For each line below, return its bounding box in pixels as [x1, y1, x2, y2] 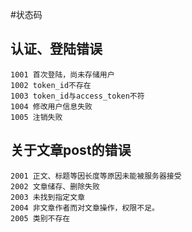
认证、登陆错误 [10, 41, 103, 58]
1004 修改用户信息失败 [10, 101, 93, 112]
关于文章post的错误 [10, 142, 132, 159]
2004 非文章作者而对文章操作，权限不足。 [10, 203, 160, 213]
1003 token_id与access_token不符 [10, 91, 145, 101]
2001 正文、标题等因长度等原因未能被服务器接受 [10, 171, 182, 181]
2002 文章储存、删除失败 [10, 181, 100, 192]
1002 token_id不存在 [10, 80, 92, 90]
